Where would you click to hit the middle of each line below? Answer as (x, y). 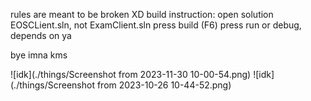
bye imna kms (39, 55)
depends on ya (41, 35)
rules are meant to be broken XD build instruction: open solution (142, 14)
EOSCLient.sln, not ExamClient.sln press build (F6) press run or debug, (156, 25)
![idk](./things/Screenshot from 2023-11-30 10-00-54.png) (131, 74)
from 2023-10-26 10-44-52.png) (164, 85)
